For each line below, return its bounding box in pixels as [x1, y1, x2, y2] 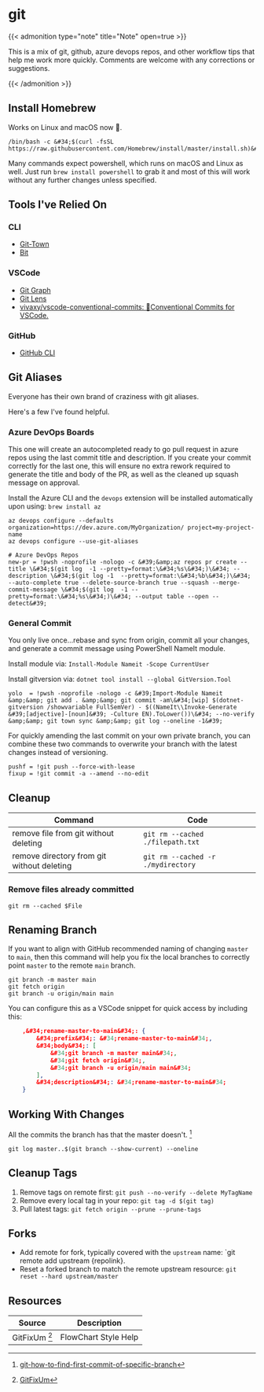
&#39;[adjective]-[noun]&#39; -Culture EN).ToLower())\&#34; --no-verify [8, 710, 255, 718]
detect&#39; [8, 600, 47, 608]
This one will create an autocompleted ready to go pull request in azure [8, 445, 239, 454]
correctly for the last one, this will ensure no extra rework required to [8, 461, 231, 471]
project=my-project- [187, 524, 255, 532]
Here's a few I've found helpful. [8, 407, 110, 416]
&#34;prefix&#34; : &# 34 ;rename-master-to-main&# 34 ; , [36, 1035, 213, 1042]
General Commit [8, 618, 72, 629]
